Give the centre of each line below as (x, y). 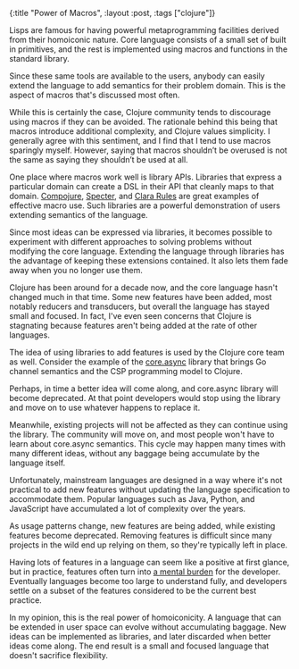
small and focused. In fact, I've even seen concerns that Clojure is (130, 316)
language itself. (37, 463)
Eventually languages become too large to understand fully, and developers (148, 581)
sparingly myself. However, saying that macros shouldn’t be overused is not (148, 150)
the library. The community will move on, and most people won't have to (142, 434)
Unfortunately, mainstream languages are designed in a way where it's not (146, 480)
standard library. (39, 59)
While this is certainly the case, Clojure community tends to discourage (140, 112)
